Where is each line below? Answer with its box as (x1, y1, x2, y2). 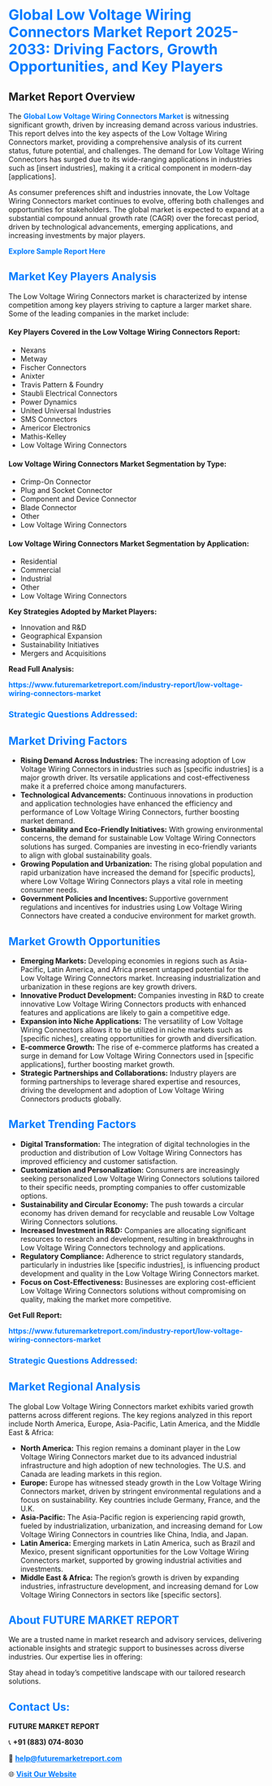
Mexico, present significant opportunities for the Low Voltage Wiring (19, 1546, 249, 1556)
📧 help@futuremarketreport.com (8, 1754, 123, 1763)
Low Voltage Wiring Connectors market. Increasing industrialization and (19, 973, 261, 983)
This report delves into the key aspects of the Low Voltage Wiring (8, 128, 227, 138)
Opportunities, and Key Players (8, 58, 223, 76)
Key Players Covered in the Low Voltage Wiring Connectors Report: (8, 327, 241, 337)
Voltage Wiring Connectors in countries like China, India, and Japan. (19, 1529, 249, 1539)
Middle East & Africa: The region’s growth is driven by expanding (19, 1572, 240, 1582)
